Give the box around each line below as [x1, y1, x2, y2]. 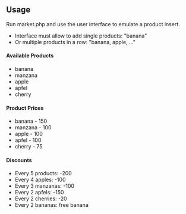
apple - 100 [14, 131, 43, 138]
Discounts [6, 156, 32, 163]
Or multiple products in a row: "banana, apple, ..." [14, 38, 135, 45]
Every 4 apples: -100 [14, 176, 66, 184]
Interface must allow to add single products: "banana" [14, 32, 147, 39]
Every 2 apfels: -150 [14, 189, 64, 196]
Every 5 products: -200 [14, 170, 72, 177]
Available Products [6, 52, 54, 59]
